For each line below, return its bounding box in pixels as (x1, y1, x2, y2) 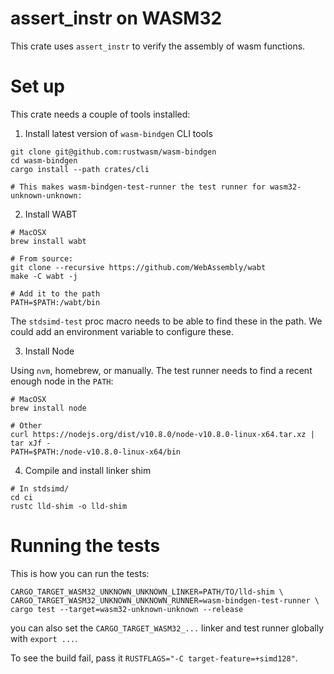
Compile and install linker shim (24, 464, 152, 476)
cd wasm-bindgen (10, 155, 78, 166)
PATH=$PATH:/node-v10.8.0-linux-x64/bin (10, 447, 182, 457)
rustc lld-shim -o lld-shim (10, 501, 128, 511)
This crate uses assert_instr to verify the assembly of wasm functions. (10, 40, 306, 52)
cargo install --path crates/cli (10, 164, 150, 174)
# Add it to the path (10, 288, 101, 299)
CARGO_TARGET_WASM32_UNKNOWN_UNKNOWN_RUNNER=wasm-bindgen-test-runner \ (10, 595, 320, 606)
